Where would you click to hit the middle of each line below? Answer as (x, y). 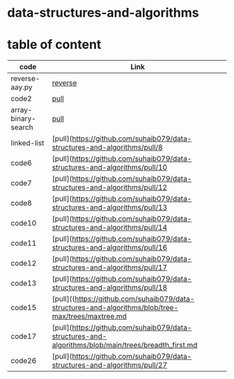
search (22, 127)
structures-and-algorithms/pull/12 (110, 187)
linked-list (28, 143)
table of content (54, 45)
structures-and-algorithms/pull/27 (110, 365)
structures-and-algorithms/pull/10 (110, 167)
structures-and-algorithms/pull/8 (107, 148)
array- (22, 110)
